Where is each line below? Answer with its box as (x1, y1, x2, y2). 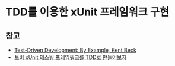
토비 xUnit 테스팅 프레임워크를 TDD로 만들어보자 (14, 54, 127, 61)
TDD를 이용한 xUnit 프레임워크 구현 (5, 5, 170, 19)
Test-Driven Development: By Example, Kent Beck (14, 47, 137, 54)
